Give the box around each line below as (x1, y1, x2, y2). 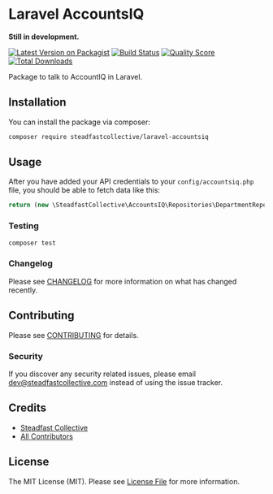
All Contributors (19, 431, 73, 441)
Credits (8, 401, 47, 415)
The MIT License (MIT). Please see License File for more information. (8, 476, 240, 486)
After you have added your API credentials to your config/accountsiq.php (8, 176, 254, 187)
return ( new (8, 201, 49, 210)
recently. (8, 285, 38, 295)
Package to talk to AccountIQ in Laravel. (8, 71, 143, 81)
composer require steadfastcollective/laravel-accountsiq (8, 132, 209, 141)
